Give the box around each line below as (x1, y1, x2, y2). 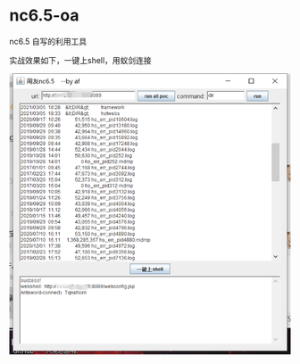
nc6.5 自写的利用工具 (9, 36, 87, 46)
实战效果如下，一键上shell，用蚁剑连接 (9, 54, 152, 65)
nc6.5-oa (9, 5, 79, 26)
